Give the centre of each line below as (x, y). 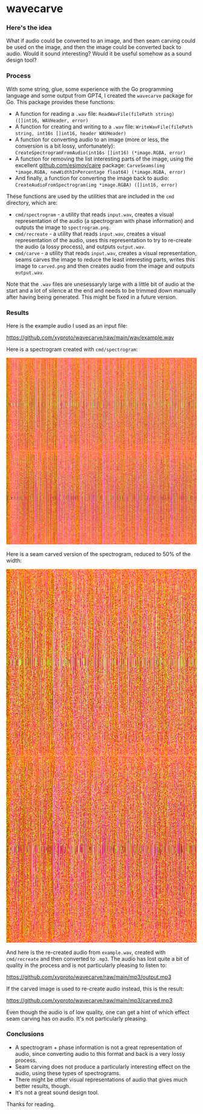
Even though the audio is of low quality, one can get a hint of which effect (98, 1012)
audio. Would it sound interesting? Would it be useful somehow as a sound (99, 54)
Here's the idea (29, 28)
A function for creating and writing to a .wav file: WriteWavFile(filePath (104, 127)
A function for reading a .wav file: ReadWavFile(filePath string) (95, 113)
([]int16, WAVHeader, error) (52, 121)
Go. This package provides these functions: (60, 102)
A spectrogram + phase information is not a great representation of (98, 1047)
